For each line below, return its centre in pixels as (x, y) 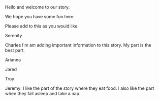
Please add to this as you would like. (42, 26)
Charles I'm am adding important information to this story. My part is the (78, 45)
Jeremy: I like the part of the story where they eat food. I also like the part (79, 88)
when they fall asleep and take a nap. (43, 93)
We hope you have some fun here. (40, 16)
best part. (15, 50)
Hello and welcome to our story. (37, 7)
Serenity (14, 36)
